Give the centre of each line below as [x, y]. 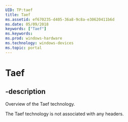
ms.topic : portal [24, 48]
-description [25, 92]
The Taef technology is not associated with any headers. [65, 114]
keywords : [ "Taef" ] [26, 29]
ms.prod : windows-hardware [34, 39]
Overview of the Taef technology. [40, 104]
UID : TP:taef [19, 10]
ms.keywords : [19, 34]
